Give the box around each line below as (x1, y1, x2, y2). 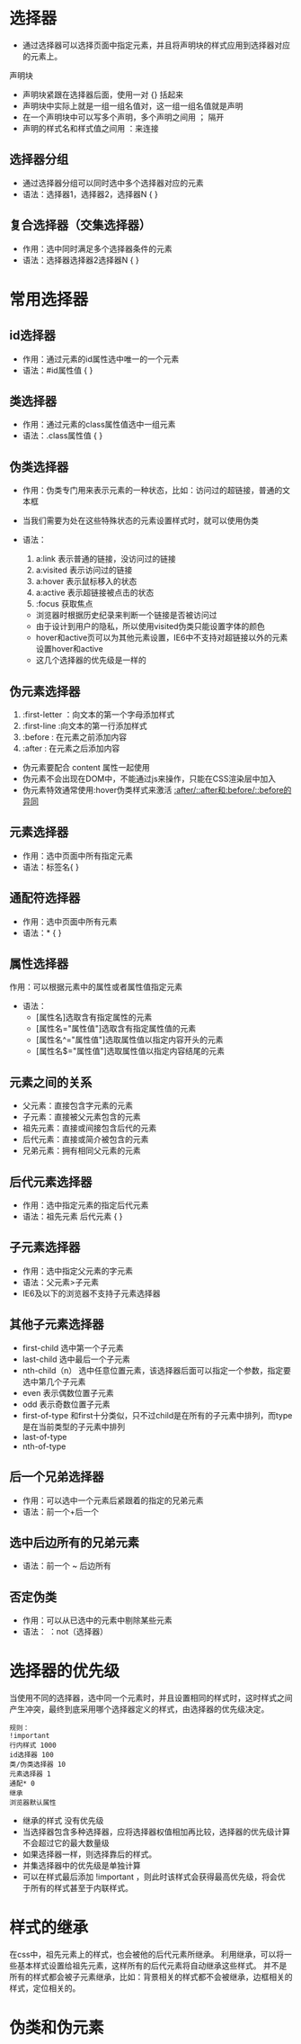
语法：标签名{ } (22, 861, 79, 872)
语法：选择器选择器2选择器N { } (22, 254, 139, 266)
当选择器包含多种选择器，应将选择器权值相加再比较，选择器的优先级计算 (22, 1826, 290, 1837)
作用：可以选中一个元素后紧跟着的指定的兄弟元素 (22, 1495, 204, 1506)
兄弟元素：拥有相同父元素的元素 (22, 1145, 141, 1157)
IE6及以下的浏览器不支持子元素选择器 (22, 1288, 161, 1299)
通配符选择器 (9, 890, 81, 905)
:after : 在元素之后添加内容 (22, 743, 120, 753)
